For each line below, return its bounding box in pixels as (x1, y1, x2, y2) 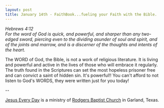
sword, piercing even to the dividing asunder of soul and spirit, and (19, 36, 158, 42)
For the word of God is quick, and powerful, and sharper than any (5, 31, 141, 37)
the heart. (5, 47, 25, 53)
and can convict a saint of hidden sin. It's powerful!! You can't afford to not (5, 72, 159, 78)
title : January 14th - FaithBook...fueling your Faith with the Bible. (5, 12, 157, 17)
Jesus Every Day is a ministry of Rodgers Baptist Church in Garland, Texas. (5, 97, 160, 103)
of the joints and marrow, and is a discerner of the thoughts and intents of (5, 41, 158, 47)
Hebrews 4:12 (5, 25, 34, 31)
